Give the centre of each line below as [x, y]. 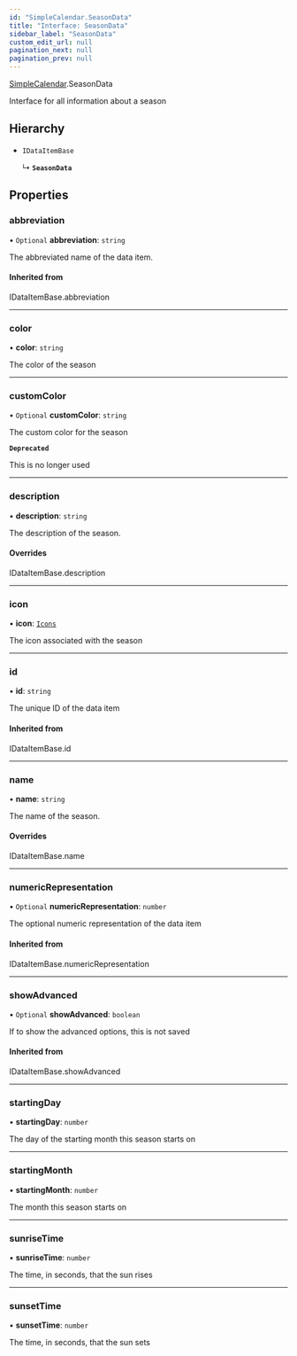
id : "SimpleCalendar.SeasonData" [71, 17]
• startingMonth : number [54, 1189]
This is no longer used [49, 465]
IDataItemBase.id [40, 748]
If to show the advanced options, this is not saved [99, 1031]
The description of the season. [65, 533]
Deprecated [29, 448]
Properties [39, 195]
